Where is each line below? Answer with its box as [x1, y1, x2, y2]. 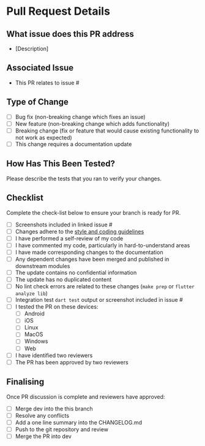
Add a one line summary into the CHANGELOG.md [15, 418, 143, 426]
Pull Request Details [6, 4, 110, 18]
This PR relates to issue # [15, 79, 80, 87]
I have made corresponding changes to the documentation [15, 248, 163, 256]
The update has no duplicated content [15, 275, 112, 283]
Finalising [6, 377, 45, 387]
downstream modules [15, 262, 70, 269]
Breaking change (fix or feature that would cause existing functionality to [15, 127, 199, 134]
